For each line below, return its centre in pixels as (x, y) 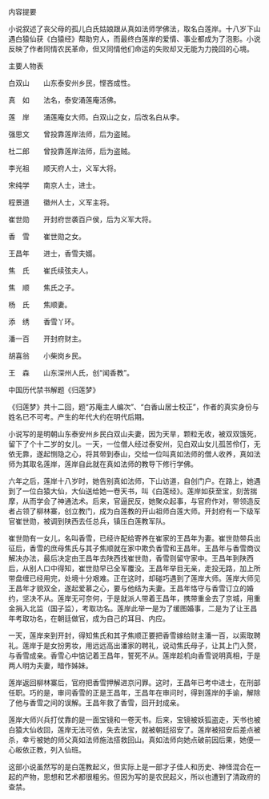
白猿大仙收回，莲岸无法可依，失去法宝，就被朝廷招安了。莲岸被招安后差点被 (134, 730)
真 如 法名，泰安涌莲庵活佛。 (64, 100)
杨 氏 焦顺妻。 (40, 304)
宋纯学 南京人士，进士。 (54, 185)
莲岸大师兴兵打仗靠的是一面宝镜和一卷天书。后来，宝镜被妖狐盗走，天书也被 (134, 720)
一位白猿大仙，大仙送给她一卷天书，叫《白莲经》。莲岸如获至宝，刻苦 (136, 491)
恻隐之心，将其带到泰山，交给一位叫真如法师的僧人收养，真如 (152, 454)
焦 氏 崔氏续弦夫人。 (50, 270)
